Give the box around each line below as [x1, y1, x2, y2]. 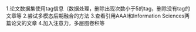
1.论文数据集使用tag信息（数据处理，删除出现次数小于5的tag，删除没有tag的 [6, 5, 191, 12]
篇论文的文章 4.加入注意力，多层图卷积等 [6, 20, 105, 26]
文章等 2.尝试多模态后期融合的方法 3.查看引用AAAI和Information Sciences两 [6, 12, 190, 19]
